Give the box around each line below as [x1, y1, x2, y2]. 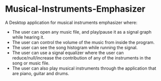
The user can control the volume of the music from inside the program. [12, 39, 155, 45]
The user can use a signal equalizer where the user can [12, 50, 124, 56]
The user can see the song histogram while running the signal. [12, 44, 138, 50]
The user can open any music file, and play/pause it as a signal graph [12, 29, 152, 35]
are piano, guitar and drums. [12, 70, 69, 76]
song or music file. [12, 60, 50, 66]
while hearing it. [12, 34, 45, 40]
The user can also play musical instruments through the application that [12, 65, 157, 71]
